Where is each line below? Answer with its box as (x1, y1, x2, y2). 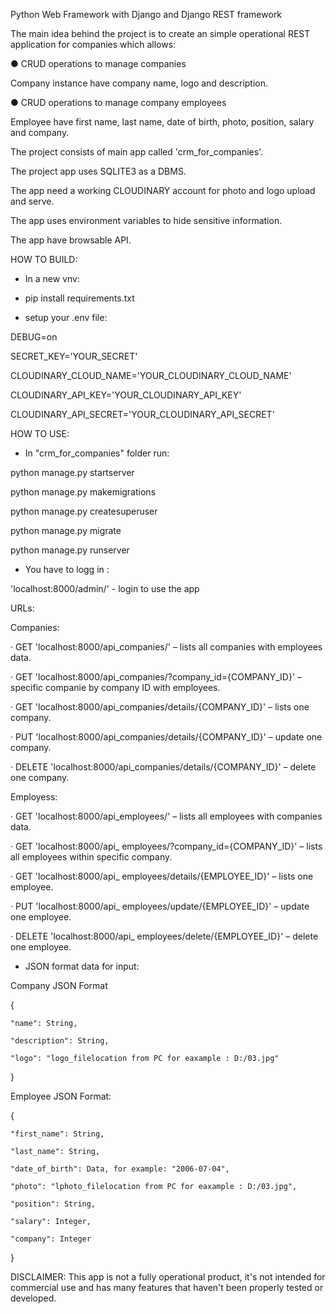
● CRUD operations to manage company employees (10, 97, 227, 108)
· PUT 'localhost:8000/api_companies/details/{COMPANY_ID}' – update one (10, 731, 323, 743)
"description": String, (10, 1036, 110, 1046)
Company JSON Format (10, 980, 108, 991)
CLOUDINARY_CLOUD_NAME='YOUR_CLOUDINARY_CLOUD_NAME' (10, 370, 292, 381)
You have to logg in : (24, 564, 110, 575)
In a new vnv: (24, 273, 80, 284)
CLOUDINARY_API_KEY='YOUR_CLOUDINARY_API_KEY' (10, 389, 242, 401)
